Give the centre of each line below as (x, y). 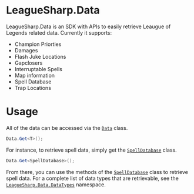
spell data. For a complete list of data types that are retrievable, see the (93, 178)
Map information (34, 75)
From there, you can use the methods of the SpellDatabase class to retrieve (97, 172)
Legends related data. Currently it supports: (59, 32)
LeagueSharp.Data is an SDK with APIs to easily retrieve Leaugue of (88, 26)
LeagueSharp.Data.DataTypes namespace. (56, 184)
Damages (26, 50)
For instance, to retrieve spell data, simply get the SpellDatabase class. (92, 150)
